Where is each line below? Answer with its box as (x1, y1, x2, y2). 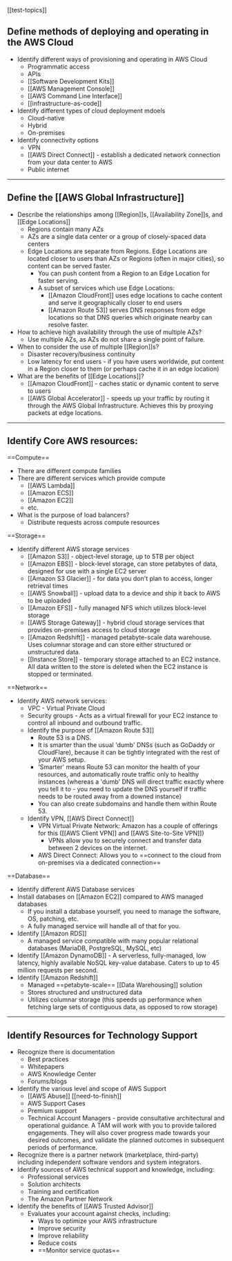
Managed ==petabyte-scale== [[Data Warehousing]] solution (27, 981, 202, 989)
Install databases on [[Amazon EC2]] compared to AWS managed (17, 892, 204, 901)
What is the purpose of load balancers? (17, 511, 130, 519)
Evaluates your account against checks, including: (27, 1210, 171, 1218)
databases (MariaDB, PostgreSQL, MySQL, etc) (27, 944, 162, 952)
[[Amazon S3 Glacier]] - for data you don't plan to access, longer (27, 574, 213, 583)
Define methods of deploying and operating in (7, 26, 209, 37)
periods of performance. (27, 1143, 98, 1152)
